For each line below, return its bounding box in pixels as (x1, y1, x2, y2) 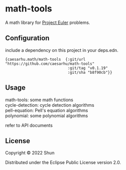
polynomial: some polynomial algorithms (5, 113, 88, 119)
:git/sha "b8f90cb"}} (67, 70, 113, 75)
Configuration (5, 34, 50, 42)
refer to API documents (5, 122, 53, 128)
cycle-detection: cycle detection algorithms (5, 102, 95, 108)
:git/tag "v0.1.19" (67, 65, 108, 70)
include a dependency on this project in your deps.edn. (5, 47, 119, 53)
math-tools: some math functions (5, 97, 74, 103)
